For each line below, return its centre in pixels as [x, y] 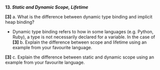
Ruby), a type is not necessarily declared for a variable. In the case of [84, 37]
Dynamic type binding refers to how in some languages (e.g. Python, [83, 32]
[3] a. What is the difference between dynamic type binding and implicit [79, 17]
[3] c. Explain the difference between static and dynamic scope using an [80, 57]
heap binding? [20, 22]
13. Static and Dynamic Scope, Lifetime [47, 7]
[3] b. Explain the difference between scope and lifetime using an [80, 42]
